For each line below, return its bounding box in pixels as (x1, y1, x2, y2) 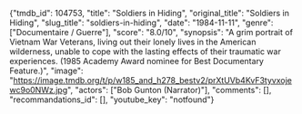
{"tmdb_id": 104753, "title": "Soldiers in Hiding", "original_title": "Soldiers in (9, 8, 289, 18)
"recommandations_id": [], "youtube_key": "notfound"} (9, 94, 215, 105)
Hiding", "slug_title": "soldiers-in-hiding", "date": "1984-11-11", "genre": (9, 17, 274, 28)
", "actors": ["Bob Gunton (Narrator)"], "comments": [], (66, 85, 272, 95)
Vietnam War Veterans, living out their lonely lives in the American (9, 36, 257, 47)
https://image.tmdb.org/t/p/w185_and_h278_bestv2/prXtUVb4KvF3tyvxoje (13, 75, 293, 85)
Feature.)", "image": (9, 65, 84, 76)
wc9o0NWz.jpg (9, 85, 68, 95)
